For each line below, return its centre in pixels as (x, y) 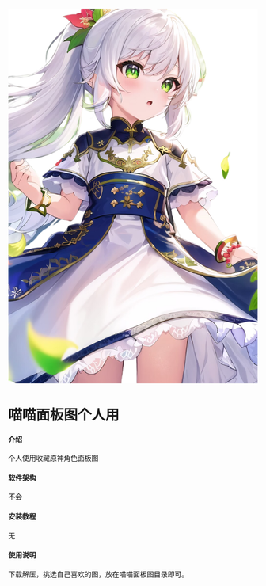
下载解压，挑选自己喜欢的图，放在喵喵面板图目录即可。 (98, 574)
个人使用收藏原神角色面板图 (53, 458)
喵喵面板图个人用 (64, 415)
